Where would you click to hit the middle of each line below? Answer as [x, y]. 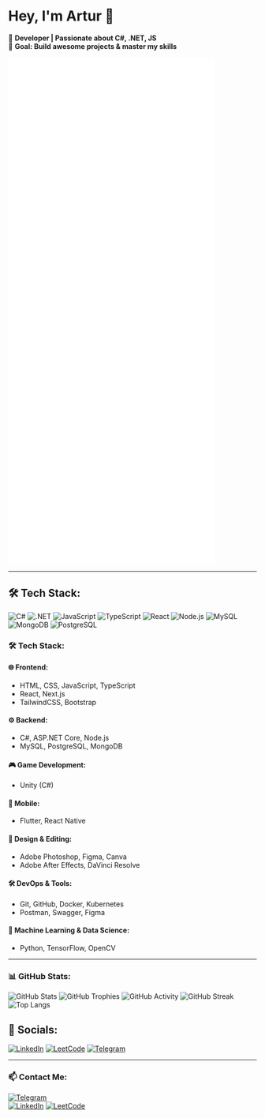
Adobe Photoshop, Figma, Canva [73, 857]
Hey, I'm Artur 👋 [61, 16]
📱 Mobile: [24, 803]
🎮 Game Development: [47, 764]
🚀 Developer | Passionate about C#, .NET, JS [82, 38]
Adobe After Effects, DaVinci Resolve [80, 865]
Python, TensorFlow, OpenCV [67, 948]
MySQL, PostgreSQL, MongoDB [71, 746]
